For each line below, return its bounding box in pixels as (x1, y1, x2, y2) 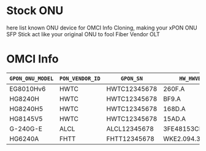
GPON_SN (120, 75, 143, 82)
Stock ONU (6, 4, 64, 18)
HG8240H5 (9, 104, 44, 113)
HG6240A (9, 134, 39, 143)
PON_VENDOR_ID (59, 75, 101, 82)
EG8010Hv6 (9, 84, 46, 93)
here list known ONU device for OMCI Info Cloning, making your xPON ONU (6, 24, 197, 31)
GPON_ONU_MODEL (9, 75, 54, 82)
